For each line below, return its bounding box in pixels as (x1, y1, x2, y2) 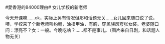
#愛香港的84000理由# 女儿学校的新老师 (5, 4, 88, 10)
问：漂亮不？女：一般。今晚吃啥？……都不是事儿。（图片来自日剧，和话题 (5, 27, 156, 33)
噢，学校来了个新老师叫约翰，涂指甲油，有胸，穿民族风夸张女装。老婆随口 (5, 21, 159, 27)
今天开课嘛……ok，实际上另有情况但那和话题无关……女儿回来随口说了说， (5, 15, 157, 21)
